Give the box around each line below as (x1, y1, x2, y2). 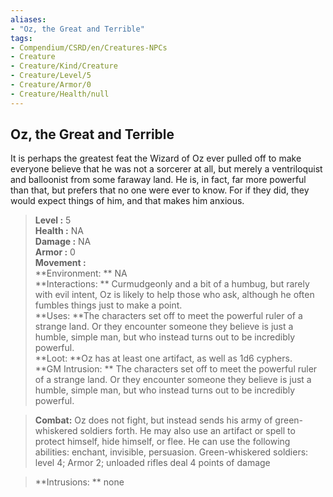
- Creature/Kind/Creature (10, 61, 118, 71)
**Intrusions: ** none (34, 476, 125, 488)
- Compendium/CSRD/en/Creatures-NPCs (10, 42, 168, 53)
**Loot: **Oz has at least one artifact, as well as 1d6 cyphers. (34, 352, 293, 365)
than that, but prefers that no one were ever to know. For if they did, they (10, 184, 310, 196)
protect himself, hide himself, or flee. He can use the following (34, 436, 291, 448)
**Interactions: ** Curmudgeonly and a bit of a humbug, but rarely (34, 278, 310, 290)
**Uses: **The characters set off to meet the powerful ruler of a (34, 310, 303, 322)
